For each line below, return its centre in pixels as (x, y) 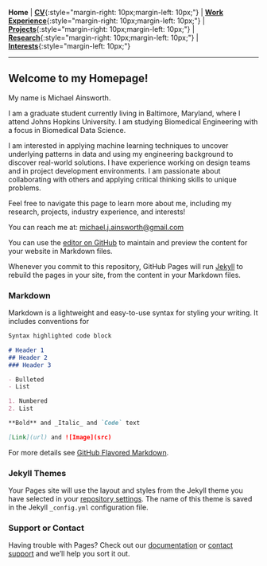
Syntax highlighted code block (60, 336)
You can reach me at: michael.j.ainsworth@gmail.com (96, 227)
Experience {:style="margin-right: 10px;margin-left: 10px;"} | (106, 21)
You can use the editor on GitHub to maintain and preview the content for (128, 242)
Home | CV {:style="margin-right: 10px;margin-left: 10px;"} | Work (116, 12)
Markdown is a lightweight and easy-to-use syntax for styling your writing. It (133, 313)
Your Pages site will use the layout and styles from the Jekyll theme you (126, 490)
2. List (21, 409)
